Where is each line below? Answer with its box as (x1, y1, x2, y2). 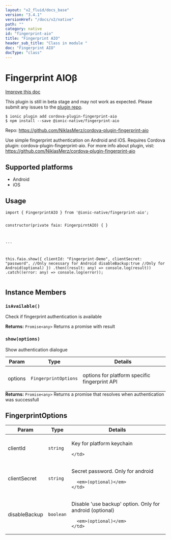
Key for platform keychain (71, 440, 133, 447)
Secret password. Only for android (71, 468, 154, 475)
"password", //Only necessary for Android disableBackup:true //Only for (5, 261, 165, 266)
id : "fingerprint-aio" (5, 31, 53, 36)
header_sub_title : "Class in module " (5, 41, 88, 46)
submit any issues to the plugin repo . (5, 104, 83, 110)
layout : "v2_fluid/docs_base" (5, 7, 70, 13)
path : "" (5, 21, 24, 27)
